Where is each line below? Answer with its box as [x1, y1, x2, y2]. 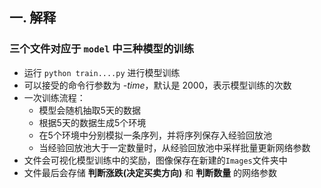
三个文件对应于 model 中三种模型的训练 [9, 42, 195, 56]
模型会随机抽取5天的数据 [38, 104, 141, 116]
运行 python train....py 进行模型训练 [23, 66, 181, 78]
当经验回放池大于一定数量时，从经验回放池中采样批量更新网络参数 [38, 141, 311, 153]
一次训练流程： [23, 91, 86, 103]
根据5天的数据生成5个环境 [38, 116, 147, 128]
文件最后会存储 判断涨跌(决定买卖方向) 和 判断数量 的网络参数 [23, 166, 278, 178]
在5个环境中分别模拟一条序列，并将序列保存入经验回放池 [38, 129, 272, 141]
